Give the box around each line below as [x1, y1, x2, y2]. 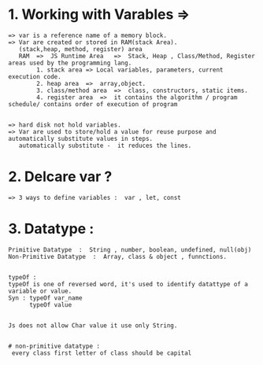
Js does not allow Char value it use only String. [8, 321, 178, 330]
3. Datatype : [8, 220, 94, 238]
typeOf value [28, 300, 72, 308]
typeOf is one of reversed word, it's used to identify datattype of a [8, 280, 248, 288]
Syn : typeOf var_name [8, 293, 83, 302]
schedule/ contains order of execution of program [8, 100, 178, 108]
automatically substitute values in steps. [8, 135, 154, 142]
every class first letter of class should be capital [11, 348, 192, 357]
